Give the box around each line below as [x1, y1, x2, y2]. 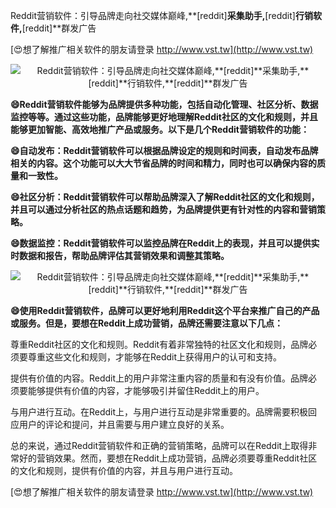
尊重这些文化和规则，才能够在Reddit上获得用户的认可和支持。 [27, 351, 283, 363]
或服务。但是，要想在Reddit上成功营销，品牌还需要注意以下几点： [10, 317, 283, 329]
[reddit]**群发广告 [21, 22, 97, 34]
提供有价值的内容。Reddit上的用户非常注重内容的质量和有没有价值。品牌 [10, 372, 309, 384]
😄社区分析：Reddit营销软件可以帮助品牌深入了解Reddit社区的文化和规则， [10, 191, 320, 203]
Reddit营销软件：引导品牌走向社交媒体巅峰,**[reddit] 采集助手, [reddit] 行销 [10, 10, 313, 21]
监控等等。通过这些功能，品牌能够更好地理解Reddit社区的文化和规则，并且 [10, 111, 318, 123]
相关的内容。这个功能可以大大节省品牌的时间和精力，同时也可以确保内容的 [10, 157, 317, 169]
